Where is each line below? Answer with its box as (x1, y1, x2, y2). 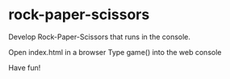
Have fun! (8, 62, 41, 73)
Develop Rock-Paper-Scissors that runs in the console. (8, 32, 191, 41)
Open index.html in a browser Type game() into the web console (8, 47, 222, 57)
